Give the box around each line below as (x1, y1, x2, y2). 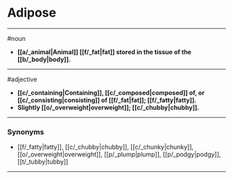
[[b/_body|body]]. (17, 55, 71, 63)
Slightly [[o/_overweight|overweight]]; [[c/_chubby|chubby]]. (17, 103, 200, 112)
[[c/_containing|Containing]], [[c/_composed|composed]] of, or (17, 88, 205, 96)
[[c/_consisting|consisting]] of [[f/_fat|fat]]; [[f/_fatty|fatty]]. (17, 96, 197, 104)
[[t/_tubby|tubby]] (17, 157, 69, 166)
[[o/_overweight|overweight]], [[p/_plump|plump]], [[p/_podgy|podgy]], (17, 151, 221, 159)
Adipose (7, 5, 57, 21)
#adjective (7, 75, 37, 83)
